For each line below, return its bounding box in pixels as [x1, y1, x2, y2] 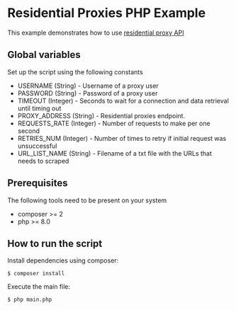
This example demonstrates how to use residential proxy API [7, 28, 184, 37]
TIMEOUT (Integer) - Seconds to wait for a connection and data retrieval [17, 96, 229, 105]
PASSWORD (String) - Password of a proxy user [17, 88, 158, 97]
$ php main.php [7, 296, 52, 304]
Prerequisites [7, 177, 68, 189]
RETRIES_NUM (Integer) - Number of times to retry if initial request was [17, 134, 227, 142]
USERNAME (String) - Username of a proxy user [17, 81, 159, 90]
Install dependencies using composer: [7, 256, 119, 265]
